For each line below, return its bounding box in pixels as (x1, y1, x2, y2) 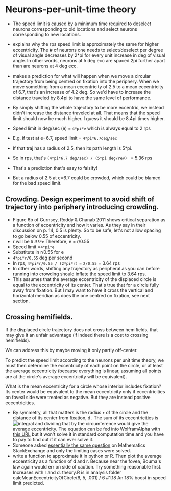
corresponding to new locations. (12, 31, 81, 37)
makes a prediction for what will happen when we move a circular (12, 73, 151, 79)
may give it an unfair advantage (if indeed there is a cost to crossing (5, 332, 149, 338)
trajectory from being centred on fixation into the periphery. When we (12, 78, 159, 84)
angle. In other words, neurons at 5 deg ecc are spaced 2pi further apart (12, 57, 165, 63)
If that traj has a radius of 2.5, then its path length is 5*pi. (12, 145, 133, 151)
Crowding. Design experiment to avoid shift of (5, 195, 155, 204)
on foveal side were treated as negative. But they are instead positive (5, 394, 151, 400)
